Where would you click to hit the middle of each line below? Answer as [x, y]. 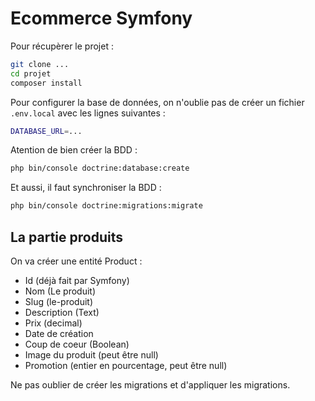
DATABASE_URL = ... [46, 131]
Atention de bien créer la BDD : [74, 150]
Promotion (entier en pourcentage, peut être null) [126, 365]
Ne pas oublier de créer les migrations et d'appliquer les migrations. [150, 385]
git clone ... [40, 64]
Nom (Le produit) [60, 291]
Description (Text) [62, 312]
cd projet [31, 73]
